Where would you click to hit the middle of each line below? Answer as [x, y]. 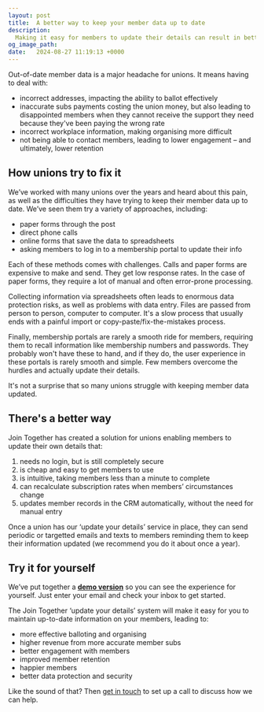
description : [29, 30]
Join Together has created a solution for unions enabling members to [120, 437]
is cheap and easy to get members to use [87, 469]
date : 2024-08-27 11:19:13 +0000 [66, 52]
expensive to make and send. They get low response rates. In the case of [126, 273]
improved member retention [64, 659]
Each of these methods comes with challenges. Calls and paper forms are [128, 264]
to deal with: [28, 83]
